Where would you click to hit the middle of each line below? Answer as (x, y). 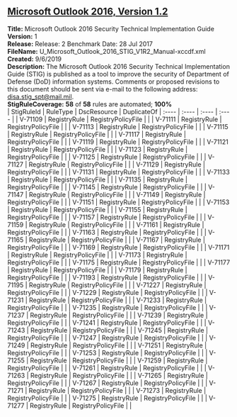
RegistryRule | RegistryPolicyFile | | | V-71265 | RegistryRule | (120, 375)
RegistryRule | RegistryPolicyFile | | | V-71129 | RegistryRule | (117, 164)
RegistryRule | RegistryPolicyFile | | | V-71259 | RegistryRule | (119, 360)
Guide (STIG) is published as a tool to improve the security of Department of (118, 74)
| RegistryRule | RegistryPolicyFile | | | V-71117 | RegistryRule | (97, 134)
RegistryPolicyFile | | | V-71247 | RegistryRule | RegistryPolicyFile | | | (108, 338)
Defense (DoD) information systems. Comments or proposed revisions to (114, 82)
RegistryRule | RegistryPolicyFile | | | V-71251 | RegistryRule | (119, 345)
